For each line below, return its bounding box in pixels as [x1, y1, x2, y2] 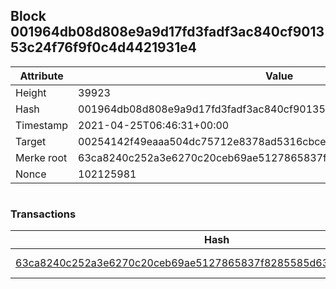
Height [15, 85, 47, 99]
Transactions [10, 207, 77, 221]
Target [15, 134, 47, 148]
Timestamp [15, 118, 69, 132]
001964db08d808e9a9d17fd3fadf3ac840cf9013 [10, 24, 325, 41]
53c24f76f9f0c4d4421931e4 [10, 39, 197, 56]
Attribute [19, 69, 64, 83]
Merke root [15, 150, 68, 164]
